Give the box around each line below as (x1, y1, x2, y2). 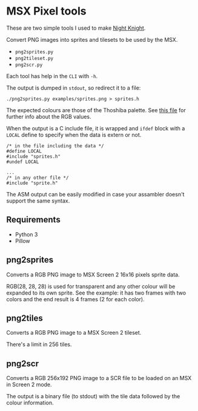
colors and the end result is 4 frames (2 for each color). (6, 295, 145, 302)
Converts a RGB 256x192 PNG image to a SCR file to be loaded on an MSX (6, 375, 192, 382)
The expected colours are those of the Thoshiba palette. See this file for (6, 106, 186, 113)
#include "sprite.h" (6, 180, 59, 186)
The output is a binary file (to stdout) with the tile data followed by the (6, 393, 180, 400)
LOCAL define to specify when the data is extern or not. (6, 131, 142, 138)
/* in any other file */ (6, 175, 69, 181)
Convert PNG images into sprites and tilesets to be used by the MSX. (6, 36, 178, 43)
